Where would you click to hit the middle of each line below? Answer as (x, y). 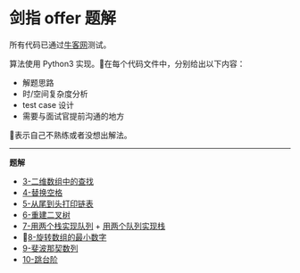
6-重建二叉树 (46, 214)
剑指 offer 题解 (63, 18)
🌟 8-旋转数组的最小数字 (64, 236)
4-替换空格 (42, 192)
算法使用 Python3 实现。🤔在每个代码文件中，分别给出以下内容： (127, 63)
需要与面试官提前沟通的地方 (73, 116)
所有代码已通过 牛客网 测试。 (60, 45)
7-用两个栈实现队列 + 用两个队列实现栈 (94, 226)
